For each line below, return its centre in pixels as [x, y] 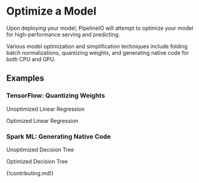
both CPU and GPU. [31, 59]
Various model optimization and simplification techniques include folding [97, 46]
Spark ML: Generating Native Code [59, 136]
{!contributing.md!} [30, 173]
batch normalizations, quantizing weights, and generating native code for [98, 52]
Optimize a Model [52, 11]
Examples [25, 78]
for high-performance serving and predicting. [63, 34]
